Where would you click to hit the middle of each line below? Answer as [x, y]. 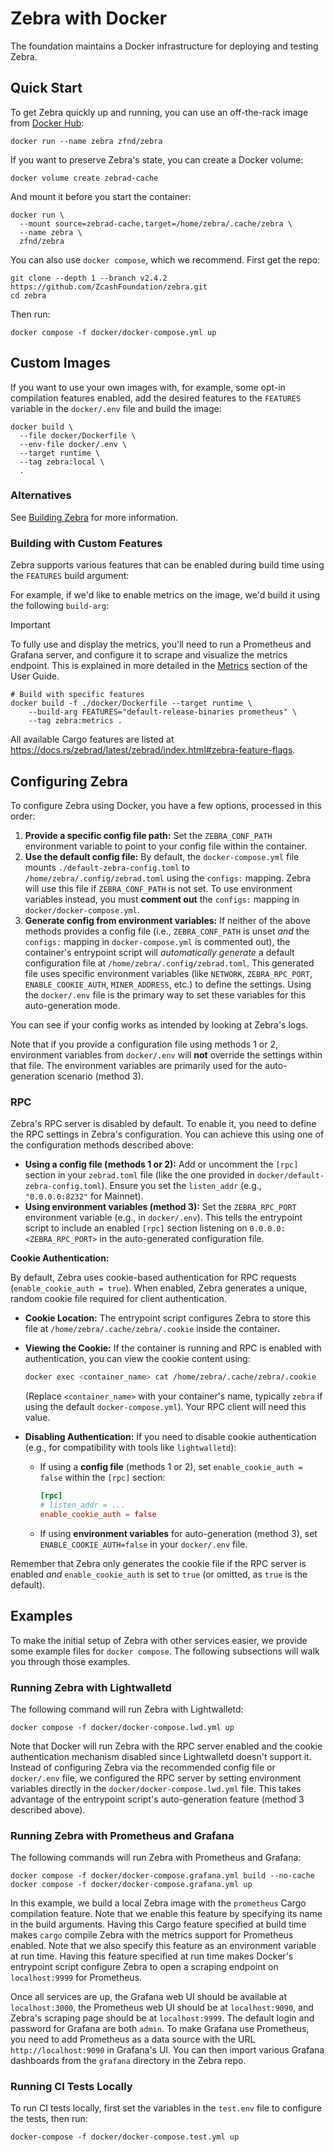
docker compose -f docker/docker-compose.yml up [113, 332]
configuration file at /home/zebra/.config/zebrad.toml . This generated [169, 963]
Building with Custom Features [86, 543]
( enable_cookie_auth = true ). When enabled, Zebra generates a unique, [159, 1288]
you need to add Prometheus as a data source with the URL [133, 2039]
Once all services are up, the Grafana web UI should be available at [149, 1997]
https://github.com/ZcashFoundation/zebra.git [109, 287]
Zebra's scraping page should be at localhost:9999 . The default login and [162, 2018]
